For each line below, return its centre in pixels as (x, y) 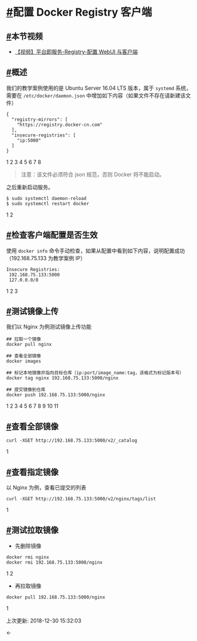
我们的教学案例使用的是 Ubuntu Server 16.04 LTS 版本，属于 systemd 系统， (99, 88)
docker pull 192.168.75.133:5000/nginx (56, 597)
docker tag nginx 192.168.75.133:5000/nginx (62, 378)
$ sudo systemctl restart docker (48, 203)
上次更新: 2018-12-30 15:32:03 (44, 621)
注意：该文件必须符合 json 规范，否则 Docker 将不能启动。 (93, 174)
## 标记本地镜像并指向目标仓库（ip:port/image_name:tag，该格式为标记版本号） (95, 373)
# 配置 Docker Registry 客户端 (79, 12)
